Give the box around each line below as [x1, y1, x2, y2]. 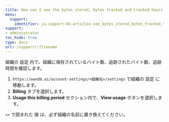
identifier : [14, 21, 39, 26]
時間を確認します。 [5, 65, 45, 71]
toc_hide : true [5, 35, 37, 40]
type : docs [5, 40, 28, 45]
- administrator [5, 30, 39, 35]
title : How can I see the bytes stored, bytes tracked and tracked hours [5, 7, 163, 12]
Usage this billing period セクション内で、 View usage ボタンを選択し [12, 94, 158, 100]
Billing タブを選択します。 [12, 88, 67, 94]
